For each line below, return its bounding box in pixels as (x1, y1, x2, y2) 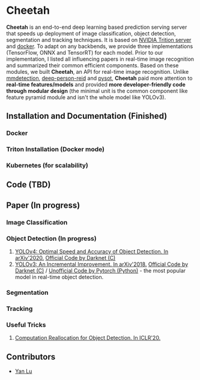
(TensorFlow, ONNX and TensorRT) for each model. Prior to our (6, 49, 163, 56)
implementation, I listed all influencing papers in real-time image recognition (6, 55, 194, 62)
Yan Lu (14, 367, 32, 375)
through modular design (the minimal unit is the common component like (6, 87, 188, 94)
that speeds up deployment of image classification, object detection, (6, 29, 176, 37)
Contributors (6, 352, 56, 362)
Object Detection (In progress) (6, 234, 97, 243)
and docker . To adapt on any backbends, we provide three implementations (6, 43, 193, 50)
